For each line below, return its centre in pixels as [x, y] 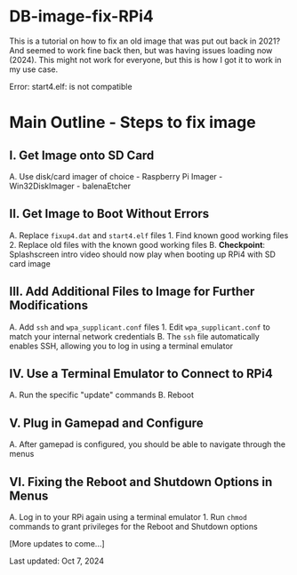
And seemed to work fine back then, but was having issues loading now [141, 50]
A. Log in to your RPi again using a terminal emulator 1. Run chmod [128, 517]
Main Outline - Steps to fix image [132, 123]
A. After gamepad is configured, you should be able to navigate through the [148, 444]
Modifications [49, 305]
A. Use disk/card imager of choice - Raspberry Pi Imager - [116, 176]
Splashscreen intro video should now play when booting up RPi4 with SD [142, 254]
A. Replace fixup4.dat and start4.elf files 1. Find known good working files [149, 235]
